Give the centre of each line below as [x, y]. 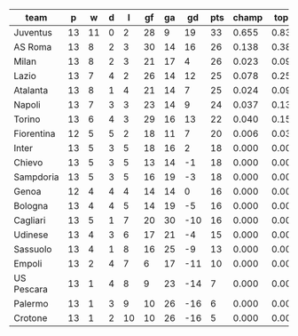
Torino [27, 119]
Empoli [28, 264]
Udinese [31, 235]
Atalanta [31, 90]
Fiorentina [35, 134]
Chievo [28, 162]
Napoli [27, 104]
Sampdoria [36, 177]
